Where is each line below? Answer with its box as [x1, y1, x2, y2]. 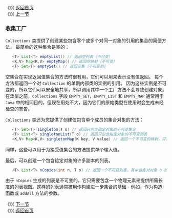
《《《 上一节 [5, 11, 29, 17]
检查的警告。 [5, 106, 32, 112]
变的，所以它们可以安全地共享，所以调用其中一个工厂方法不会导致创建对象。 [5, 86, 167, 92]
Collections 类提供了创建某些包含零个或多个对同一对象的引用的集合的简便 [5, 37, 162, 44]
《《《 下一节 [5, 201, 29, 207]
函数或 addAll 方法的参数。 [5, 190, 62, 196]
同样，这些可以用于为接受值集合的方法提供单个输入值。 [5, 146, 122, 152]
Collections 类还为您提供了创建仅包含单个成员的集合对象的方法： [5, 116, 144, 123]
